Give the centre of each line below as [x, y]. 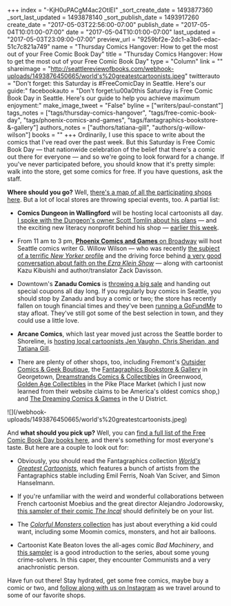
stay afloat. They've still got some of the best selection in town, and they [120, 313]
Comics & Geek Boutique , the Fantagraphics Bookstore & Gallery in [112, 369]
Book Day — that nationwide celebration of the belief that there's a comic [111, 149]
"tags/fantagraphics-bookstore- [173, 120]
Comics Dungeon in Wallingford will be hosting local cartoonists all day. [120, 213]
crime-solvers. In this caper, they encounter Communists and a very [114, 560]
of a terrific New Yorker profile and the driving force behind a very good [119, 256]
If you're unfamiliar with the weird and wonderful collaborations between [120, 496]
